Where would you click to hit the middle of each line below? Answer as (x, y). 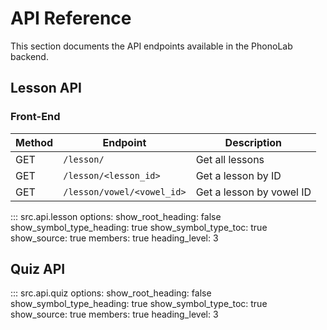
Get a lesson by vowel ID (253, 192)
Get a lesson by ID (238, 175)
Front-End (35, 117)
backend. (29, 56)
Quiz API (38, 269)
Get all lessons (230, 159)
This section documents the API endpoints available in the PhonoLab (151, 46)
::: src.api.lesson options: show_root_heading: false (116, 216)
